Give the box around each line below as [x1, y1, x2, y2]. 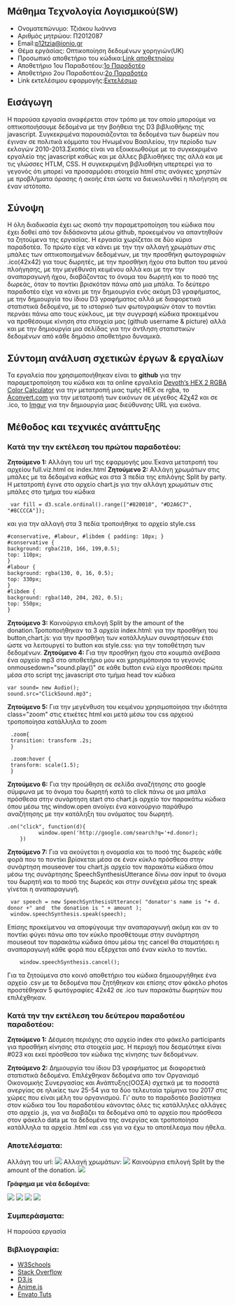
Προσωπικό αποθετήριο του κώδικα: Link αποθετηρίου [17, 54, 174, 62]
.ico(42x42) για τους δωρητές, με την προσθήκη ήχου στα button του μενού [7, 258, 228, 266]
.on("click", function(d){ [7, 823, 86, 830]
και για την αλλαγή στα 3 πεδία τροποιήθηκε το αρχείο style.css [7, 519, 196, 527]
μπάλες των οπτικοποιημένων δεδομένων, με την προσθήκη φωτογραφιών [7, 250, 226, 259]
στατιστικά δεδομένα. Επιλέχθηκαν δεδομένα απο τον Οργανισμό [7, 1071, 199, 1080]
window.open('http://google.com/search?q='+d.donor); [38, 829, 199, 836]
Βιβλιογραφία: [7, 1244, 59, 1254]
